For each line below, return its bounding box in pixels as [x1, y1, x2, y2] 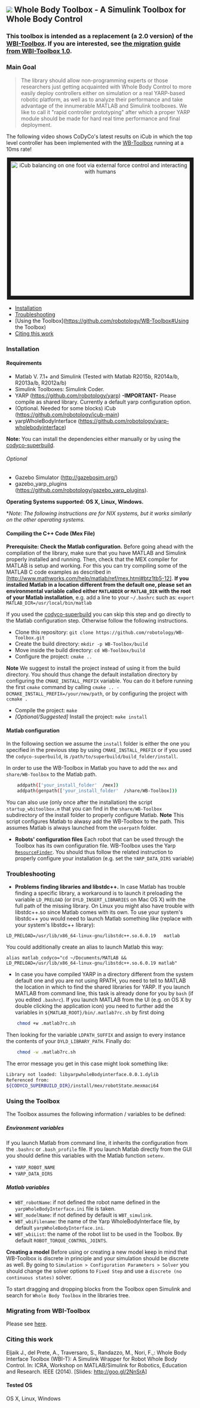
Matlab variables [6, 1184, 50, 1191]
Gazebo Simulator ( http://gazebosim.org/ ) [14, 474, 118, 481]
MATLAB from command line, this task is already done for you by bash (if [14, 990, 194, 997]
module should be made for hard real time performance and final [20, 115, 180, 122]
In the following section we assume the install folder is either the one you [6, 740, 190, 747]
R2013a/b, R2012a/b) [14, 379, 67, 386]
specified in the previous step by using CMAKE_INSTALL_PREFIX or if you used [6, 746, 192, 754]
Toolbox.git [14, 635, 45, 641]
